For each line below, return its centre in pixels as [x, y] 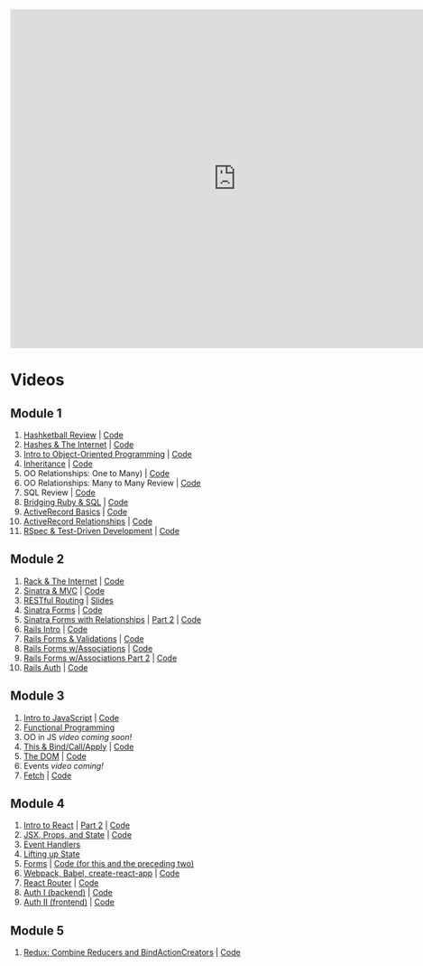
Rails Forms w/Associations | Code [88, 648]
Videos [37, 380]
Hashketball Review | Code [74, 435]
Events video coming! [64, 765]
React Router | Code [61, 883]
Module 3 [37, 696]
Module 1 [36, 413]
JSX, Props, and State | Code [78, 835]
